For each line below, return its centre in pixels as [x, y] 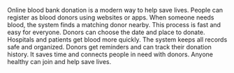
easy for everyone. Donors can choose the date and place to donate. [106, 32]
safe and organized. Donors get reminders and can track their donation [109, 47]
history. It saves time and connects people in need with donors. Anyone [110, 54]
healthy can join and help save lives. [59, 62]
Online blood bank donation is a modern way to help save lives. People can [115, 10]
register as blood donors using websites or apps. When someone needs [111, 17]
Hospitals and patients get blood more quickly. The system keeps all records [117, 40]
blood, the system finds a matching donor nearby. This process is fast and [114, 25]
